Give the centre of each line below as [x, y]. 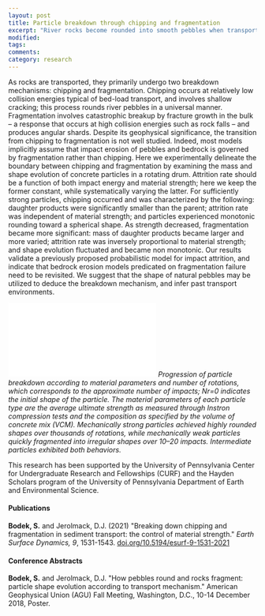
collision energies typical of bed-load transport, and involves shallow [120, 99]
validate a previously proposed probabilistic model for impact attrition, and [129, 258]
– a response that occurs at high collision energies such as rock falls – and [129, 124]
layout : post [30, 15]
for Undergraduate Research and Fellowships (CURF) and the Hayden [121, 473]
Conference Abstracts [45, 561]
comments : [24, 52]
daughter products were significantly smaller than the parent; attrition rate [128, 208]
